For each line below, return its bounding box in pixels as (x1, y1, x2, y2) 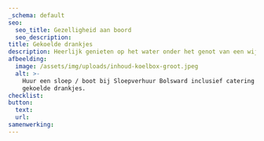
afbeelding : (8, 56, 47, 63)
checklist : (8, 92, 44, 99)
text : (15, 107, 34, 114)
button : (8, 99, 34, 107)
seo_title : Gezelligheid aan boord (15, 26, 132, 34)
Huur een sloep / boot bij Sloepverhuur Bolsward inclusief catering (22, 77, 255, 85)
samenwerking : (8, 121, 55, 128)
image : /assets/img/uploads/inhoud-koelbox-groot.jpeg (15, 63, 199, 70)
